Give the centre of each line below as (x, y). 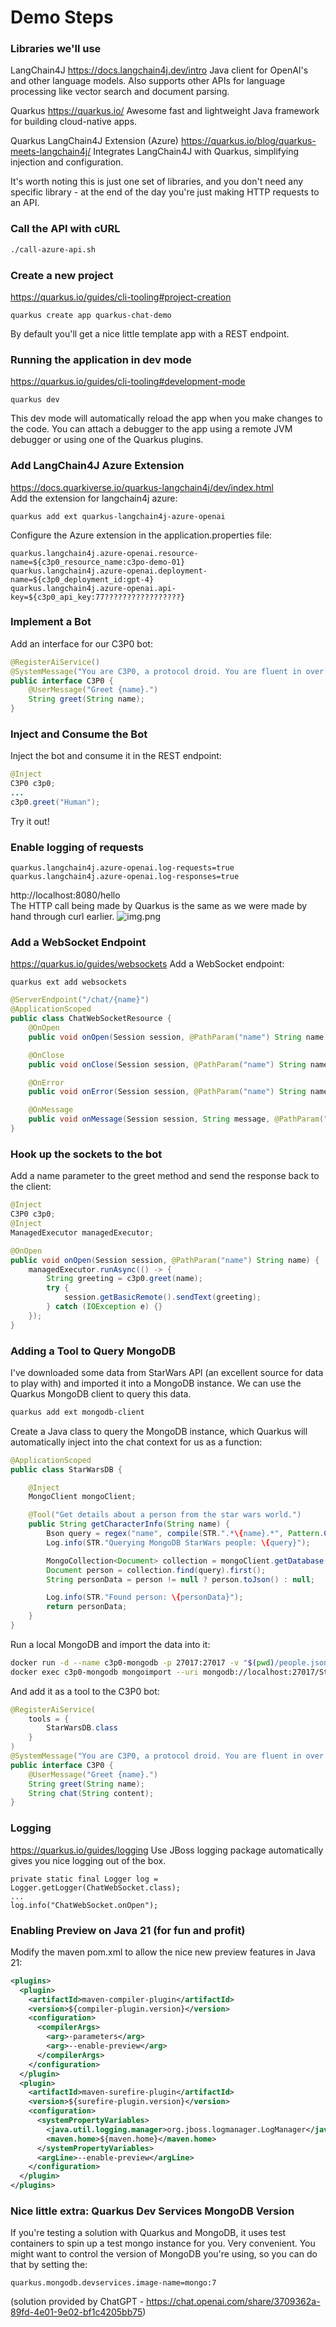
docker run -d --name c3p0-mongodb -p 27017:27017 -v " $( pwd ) (142, 1662)
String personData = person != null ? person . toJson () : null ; (180, 1579)
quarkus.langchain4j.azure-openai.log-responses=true (125, 877)
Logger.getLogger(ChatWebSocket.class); (96, 1887)
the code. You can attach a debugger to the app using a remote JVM (151, 429)
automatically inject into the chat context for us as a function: (136, 1442)
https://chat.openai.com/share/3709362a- (233, 2302)
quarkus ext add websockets (69, 982)
